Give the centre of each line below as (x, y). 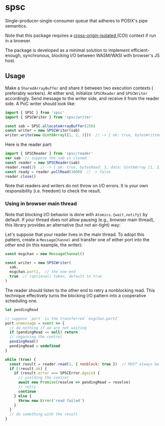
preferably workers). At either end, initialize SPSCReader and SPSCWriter (76, 93)
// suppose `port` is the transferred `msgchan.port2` (62, 318)
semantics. (16, 26)
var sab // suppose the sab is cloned (46, 158)
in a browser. (18, 40)
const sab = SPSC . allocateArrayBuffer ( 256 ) (50, 126)
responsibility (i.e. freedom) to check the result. (53, 191)
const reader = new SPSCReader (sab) (42, 163)
